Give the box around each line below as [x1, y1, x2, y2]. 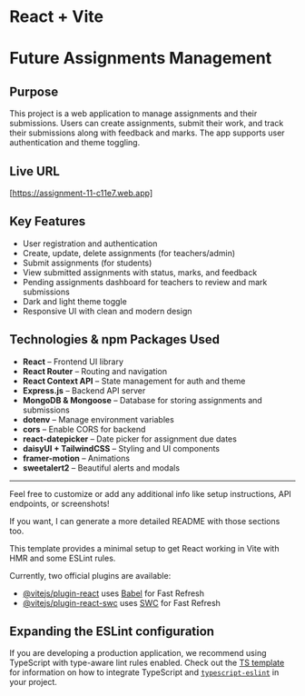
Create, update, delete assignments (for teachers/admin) [22, 247, 236, 258]
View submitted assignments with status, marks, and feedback [22, 266, 258, 278]
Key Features [9, 214, 86, 229]
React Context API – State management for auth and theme [22, 375, 246, 386]
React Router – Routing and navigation [22, 365, 168, 376]
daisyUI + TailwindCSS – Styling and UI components [22, 442, 221, 453]
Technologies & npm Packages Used [9, 332, 221, 347]
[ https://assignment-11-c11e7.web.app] [9, 188, 153, 198]
